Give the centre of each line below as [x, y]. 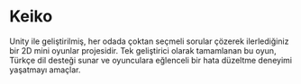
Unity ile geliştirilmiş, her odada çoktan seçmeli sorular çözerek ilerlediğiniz [149, 41]
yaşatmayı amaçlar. [45, 70]
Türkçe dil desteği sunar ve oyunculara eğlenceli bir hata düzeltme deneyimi [151, 60]
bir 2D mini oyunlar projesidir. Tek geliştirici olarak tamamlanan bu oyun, [143, 50]
